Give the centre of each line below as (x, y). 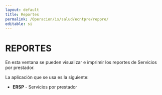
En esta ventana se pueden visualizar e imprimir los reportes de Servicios (81, 62)
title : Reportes (22, 14)
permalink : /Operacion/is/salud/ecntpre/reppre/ (57, 19)
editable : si (19, 24)
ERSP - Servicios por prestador (45, 87)
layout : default (22, 10)
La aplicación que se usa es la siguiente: (47, 77)
